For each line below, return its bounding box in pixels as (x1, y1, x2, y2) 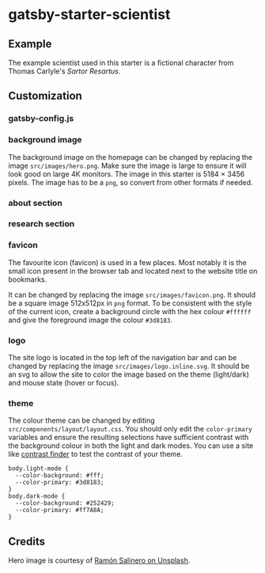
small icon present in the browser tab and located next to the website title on (8, 266, 258, 275)
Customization (8, 89, 83, 103)
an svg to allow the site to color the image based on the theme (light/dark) (8, 370, 249, 379)
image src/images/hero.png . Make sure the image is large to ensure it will (8, 161, 247, 170)
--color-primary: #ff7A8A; (15, 507, 104, 514)
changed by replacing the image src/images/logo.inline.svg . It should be (8, 362, 250, 371)
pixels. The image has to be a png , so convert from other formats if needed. (8, 177, 253, 187)
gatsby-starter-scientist (8, 6, 171, 24)
